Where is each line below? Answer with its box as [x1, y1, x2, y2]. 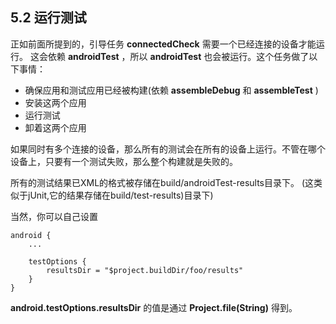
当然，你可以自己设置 [10, 210, 98, 222]
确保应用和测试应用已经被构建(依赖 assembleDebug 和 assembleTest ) [24, 84, 319, 96]
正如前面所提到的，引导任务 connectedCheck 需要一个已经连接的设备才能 [10, 38, 317, 50]
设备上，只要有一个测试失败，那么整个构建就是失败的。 [10, 155, 238, 167]
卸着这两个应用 [24, 121, 87, 133]
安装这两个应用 [24, 96, 87, 108]
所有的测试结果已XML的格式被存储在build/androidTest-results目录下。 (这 [10, 176, 315, 188]
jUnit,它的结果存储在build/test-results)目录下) [27, 189, 214, 201]
